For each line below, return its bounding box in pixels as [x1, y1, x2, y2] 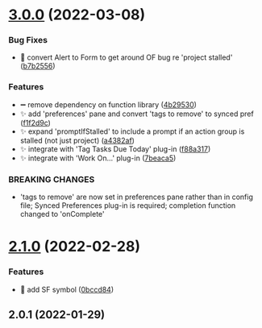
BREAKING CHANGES [8, 173, 95, 185]
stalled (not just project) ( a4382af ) [19, 135, 135, 145]
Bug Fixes [8, 35, 48, 46]
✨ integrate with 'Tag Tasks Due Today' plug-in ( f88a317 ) [19, 143, 211, 154]
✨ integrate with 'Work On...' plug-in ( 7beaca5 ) [19, 153, 177, 163]
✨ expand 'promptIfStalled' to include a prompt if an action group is [19, 127, 245, 136]
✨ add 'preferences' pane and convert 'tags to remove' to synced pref [19, 109, 254, 118]
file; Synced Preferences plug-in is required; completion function [19, 201, 236, 210]
